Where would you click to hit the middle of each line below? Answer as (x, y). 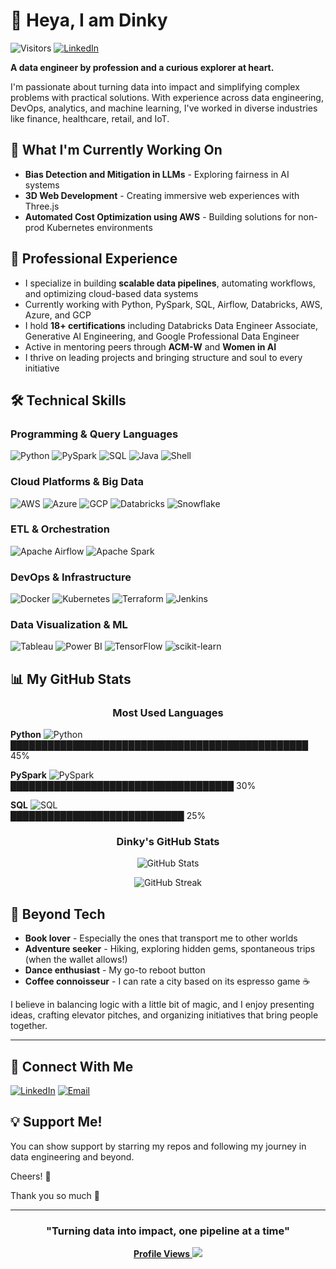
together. (29, 1026)
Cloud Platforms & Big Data (77, 482)
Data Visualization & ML (69, 625)
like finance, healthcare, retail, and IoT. (90, 118)
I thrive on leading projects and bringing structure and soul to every (163, 357)
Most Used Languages (168, 712)
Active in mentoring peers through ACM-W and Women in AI (150, 346)
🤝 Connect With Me (72, 1066)
